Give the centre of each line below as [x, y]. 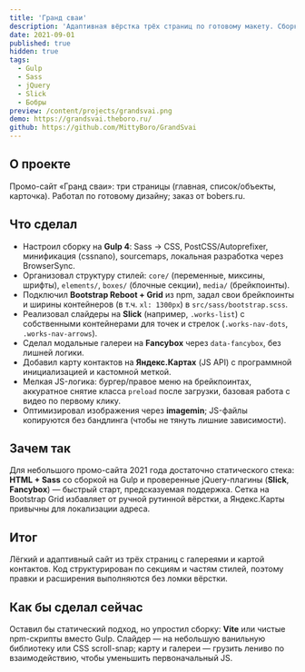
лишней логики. [53, 352]
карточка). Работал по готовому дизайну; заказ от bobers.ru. [128, 195]
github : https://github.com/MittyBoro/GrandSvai [103, 128]
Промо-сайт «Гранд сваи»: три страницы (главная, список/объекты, [143, 186]
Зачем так [40, 449]
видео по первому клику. [71, 400]
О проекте [40, 164]
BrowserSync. [49, 265]
